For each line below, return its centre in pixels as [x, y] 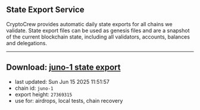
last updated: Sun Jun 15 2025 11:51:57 [62, 81]
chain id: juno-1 [34, 88]
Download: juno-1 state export [63, 67]
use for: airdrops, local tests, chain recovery [69, 100]
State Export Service [45, 10]
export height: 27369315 [43, 94]
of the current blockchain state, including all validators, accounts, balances [98, 37]
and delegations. [27, 43]
